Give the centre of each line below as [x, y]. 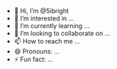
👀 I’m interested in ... [44, 18]
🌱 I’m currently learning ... [52, 26]
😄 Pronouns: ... [37, 51]
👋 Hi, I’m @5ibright [41, 11]
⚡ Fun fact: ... [33, 59]
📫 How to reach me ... [47, 41]
